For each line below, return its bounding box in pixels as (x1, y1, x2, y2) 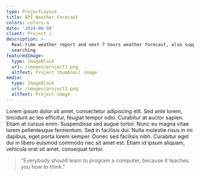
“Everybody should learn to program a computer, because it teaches (20, 156, 189, 164)
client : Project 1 (6, 31, 52, 37)
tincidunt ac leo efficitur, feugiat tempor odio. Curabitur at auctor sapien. (6, 114, 184, 121)
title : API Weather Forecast (6, 14, 79, 20)
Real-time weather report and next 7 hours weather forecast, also (11, 42, 183, 48)
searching (11, 47, 36, 53)
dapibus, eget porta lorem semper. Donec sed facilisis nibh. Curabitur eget (6, 133, 189, 140)
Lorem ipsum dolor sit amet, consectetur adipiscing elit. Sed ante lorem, (6, 107, 183, 114)
